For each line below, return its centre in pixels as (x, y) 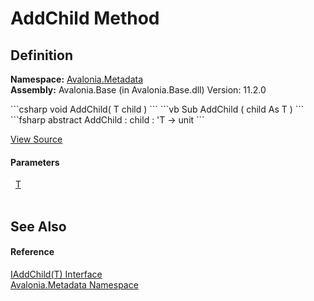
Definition (41, 55)
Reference (32, 252)
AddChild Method (85, 18)
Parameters (35, 162)
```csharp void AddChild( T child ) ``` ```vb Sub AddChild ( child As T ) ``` (157, 109)
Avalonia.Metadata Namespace (74, 284)
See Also (38, 226)
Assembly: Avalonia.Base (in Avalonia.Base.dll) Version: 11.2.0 (138, 90)
